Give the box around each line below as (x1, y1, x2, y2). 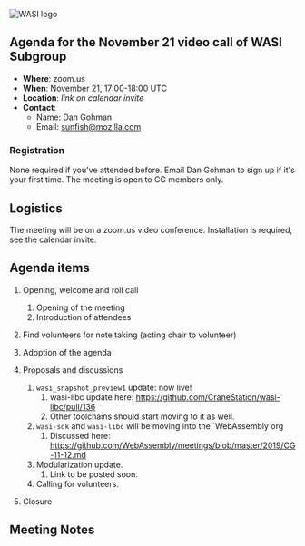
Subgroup (9, 49, 67, 64)
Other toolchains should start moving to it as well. (49, 411, 235, 422)
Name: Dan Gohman (35, 112, 113, 122)
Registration (9, 143, 65, 156)
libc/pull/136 (49, 401, 96, 412)
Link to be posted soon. (49, 468, 138, 480)
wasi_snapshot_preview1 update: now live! (35, 382, 192, 393)
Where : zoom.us (22, 73, 86, 83)
